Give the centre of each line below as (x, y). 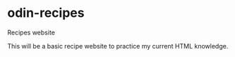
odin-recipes (46, 13)
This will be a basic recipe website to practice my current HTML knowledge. (118, 46)
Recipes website (31, 32)
